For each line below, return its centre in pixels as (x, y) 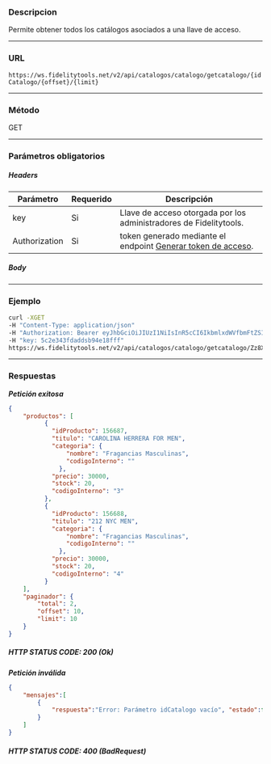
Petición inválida (37, 673)
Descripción (189, 199)
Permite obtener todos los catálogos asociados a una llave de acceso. (125, 30)
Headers (23, 175)
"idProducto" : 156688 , (90, 513)
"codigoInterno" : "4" (88, 574)
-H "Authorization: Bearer (54, 333)
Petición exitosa (36, 394)
